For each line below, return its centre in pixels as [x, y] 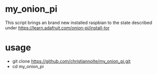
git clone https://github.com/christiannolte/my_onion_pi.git [71, 61]
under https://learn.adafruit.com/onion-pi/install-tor [57, 27]
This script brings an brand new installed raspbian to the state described [79, 23]
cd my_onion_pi [28, 66]
